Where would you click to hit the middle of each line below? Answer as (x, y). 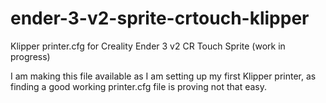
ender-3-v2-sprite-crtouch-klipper (160, 18)
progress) (30, 56)
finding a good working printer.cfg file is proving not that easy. (139, 86)
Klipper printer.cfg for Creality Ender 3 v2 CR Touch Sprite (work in (148, 46)
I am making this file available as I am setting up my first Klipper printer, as (163, 76)
